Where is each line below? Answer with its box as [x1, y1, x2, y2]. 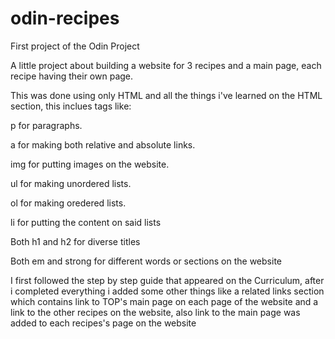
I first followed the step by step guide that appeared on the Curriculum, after [10, 274, 325, 286]
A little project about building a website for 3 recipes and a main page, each [10, 59, 322, 71]
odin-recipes [10, 7, 120, 30]
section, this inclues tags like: [10, 100, 132, 112]
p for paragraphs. [10, 119, 83, 131]
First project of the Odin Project [10, 40, 140, 52]
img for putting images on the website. [10, 158, 170, 170]
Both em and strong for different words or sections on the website [10, 255, 282, 267]
